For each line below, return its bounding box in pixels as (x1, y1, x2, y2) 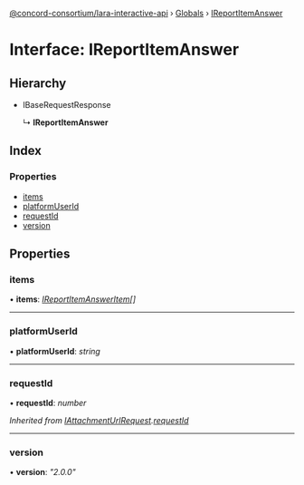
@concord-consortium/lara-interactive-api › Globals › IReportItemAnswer (9, 8, 283, 18)
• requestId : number (9, 397, 87, 408)
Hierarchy (9, 75, 67, 91)
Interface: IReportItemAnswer (9, 40, 240, 60)
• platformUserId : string (9, 345, 101, 356)
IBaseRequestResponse (22, 100, 111, 110)
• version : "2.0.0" (9, 467, 77, 478)
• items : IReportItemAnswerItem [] (9, 294, 137, 305)
